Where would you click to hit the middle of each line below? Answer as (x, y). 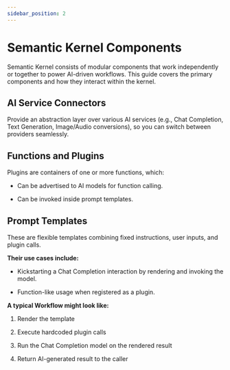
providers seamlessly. (38, 134)
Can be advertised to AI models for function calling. (90, 186)
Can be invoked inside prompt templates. (75, 199)
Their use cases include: (43, 258)
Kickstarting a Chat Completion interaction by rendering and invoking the (120, 271)
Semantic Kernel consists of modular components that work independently (113, 67)
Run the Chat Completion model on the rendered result (94, 346)
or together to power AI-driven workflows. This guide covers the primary (110, 74)
